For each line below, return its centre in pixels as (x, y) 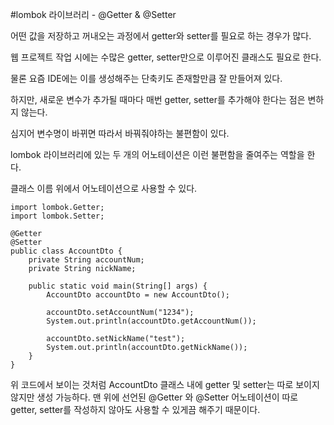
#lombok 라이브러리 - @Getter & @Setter (93, 14)
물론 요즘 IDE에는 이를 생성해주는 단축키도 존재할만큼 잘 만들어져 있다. (146, 78)
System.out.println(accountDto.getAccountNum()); (151, 321)
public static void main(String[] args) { (118, 286)
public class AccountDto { (66, 251)
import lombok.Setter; (57, 216)
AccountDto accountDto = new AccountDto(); (138, 295)
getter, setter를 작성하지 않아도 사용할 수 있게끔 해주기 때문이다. (135, 409)
